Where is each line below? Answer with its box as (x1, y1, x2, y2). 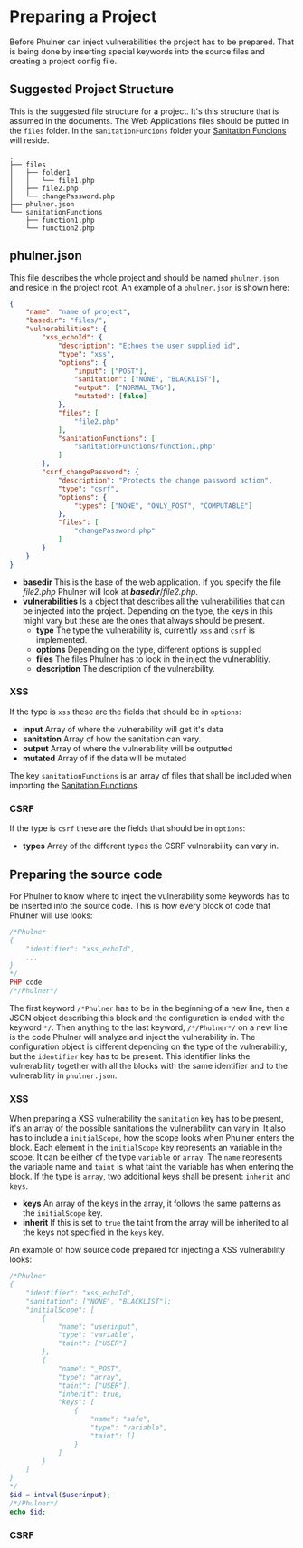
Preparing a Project (9, 6, 157, 27)
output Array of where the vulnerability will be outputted (22, 742, 233, 753)
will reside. (9, 134, 50, 146)
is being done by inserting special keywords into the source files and (9, 45, 265, 56)
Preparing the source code (9, 866, 163, 882)
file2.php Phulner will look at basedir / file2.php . (22, 586, 199, 597)
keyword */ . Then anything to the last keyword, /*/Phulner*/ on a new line (9, 1021, 288, 1033)
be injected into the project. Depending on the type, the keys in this (22, 605, 273, 616)
